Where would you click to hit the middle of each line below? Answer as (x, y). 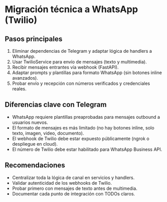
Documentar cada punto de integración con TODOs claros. (74, 193)
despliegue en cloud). (35, 144)
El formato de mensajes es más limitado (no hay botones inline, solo (83, 127)
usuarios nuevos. (30, 122)
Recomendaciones (35, 165)
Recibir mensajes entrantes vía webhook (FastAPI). (65, 67)
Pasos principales (34, 39)
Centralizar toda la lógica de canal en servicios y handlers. (73, 177)
